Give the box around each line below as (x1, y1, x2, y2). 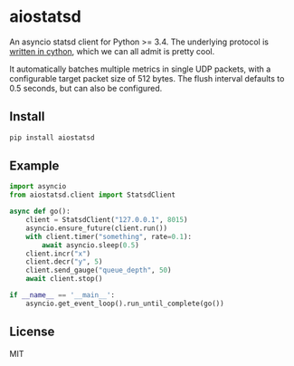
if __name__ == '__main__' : (9, 291, 116, 300)
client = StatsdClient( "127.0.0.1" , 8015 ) (25, 216, 188, 225)
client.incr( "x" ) (25, 249, 91, 258)
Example (9, 159, 60, 174)
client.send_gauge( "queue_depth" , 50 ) (25, 265, 172, 275)
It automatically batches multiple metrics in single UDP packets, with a (9, 63, 271, 74)
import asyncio (9, 182, 67, 191)
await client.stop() (25, 274, 103, 284)
